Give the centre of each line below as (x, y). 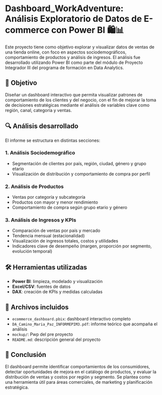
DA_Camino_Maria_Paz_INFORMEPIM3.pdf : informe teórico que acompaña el (85, 324)
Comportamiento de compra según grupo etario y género (70, 207)
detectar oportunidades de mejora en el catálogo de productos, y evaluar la (81, 372)
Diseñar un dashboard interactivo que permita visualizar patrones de (74, 94)
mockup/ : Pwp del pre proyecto (42, 335)
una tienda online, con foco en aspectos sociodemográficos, (66, 52)
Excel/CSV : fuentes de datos (41, 287)
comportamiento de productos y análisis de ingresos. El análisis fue (73, 57)
